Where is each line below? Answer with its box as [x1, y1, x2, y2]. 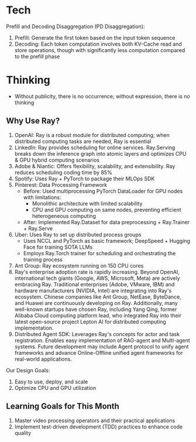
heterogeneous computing [32, 212, 97, 220]
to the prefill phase [14, 53, 60, 60]
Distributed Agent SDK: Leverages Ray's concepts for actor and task [14, 330, 180, 337]
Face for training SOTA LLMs [23, 244, 92, 251]
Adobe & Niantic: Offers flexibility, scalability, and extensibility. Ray [14, 162, 176, 170]
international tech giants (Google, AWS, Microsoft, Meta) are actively [14, 275, 180, 282]
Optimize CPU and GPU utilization [14, 384, 97, 391]
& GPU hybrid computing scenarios [14, 156, 99, 163]
